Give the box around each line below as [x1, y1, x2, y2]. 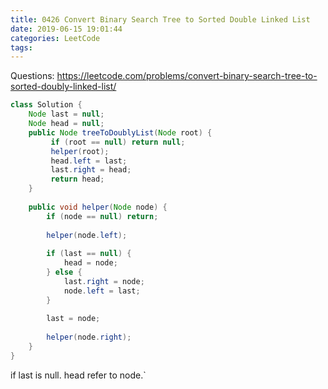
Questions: [10, 70, 55, 82]
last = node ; [46, 314, 101, 324]
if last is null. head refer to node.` [10, 369, 147, 381]
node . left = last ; [63, 286, 141, 296]
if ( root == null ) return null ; [50, 137, 186, 147]
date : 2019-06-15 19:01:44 [10, 24, 123, 34]
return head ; [50, 174, 105, 185]
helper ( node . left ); [46, 230, 128, 240]
